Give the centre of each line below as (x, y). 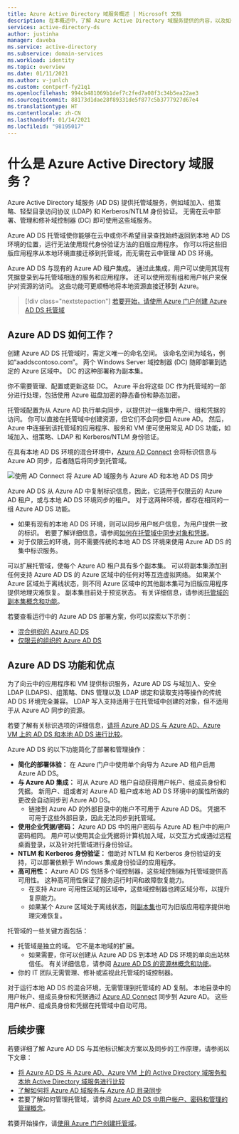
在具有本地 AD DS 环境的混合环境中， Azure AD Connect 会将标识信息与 (112, 452)
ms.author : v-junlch (38, 80)
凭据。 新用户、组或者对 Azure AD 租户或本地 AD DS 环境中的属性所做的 (123, 791)
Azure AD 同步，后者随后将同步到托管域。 (69, 461)
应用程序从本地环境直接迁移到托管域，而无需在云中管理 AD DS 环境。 (115, 253)
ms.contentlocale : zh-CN (44, 113)
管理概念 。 (33, 1108)
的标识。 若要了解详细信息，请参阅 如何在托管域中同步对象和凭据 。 (115, 533)
